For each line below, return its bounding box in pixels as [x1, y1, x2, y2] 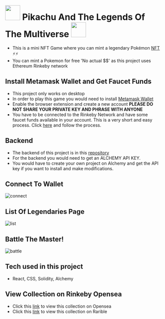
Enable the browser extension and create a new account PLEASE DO [12, 101, 154, 107]
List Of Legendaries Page [5, 207, 85, 216]
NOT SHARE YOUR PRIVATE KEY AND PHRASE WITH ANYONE [12, 106, 143, 112]
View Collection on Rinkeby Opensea [5, 290, 122, 299]
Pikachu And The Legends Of [22, 11, 145, 23]
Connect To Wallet [5, 180, 64, 188]
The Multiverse [5, 29, 70, 40]
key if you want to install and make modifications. [12, 165, 114, 171]
